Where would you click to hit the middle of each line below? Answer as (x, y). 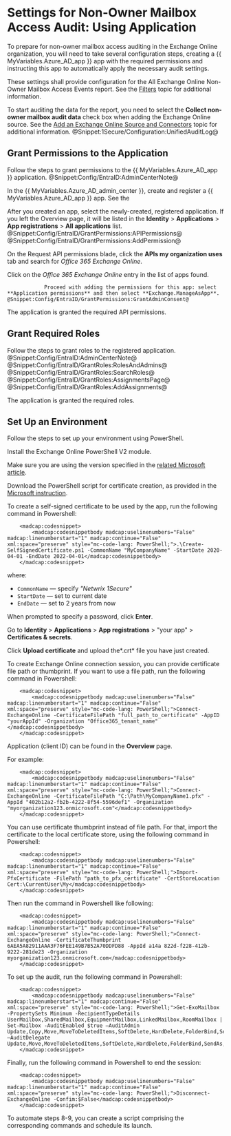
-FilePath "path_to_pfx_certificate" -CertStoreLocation (136, 879)
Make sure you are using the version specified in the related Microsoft (106, 465)
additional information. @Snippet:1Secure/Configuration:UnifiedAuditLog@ (113, 132)
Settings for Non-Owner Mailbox (102, 13)
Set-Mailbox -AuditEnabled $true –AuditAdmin (73, 1026)
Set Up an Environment (57, 422)
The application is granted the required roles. (71, 400)
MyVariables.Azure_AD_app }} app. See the (68, 198)
